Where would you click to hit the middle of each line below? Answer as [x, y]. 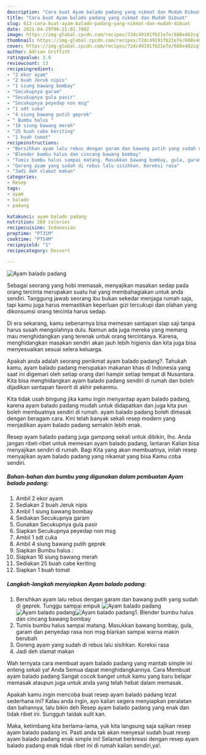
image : [15, 35]
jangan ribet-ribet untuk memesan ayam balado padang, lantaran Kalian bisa [103, 443]
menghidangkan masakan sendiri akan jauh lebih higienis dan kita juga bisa [101, 343]
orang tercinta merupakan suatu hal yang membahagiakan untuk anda [95, 292]
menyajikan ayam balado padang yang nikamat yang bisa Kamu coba [94, 456]
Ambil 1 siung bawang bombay [54, 511]
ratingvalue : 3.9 [29, 58]
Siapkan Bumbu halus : [45, 551]
